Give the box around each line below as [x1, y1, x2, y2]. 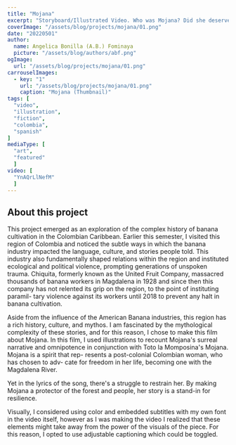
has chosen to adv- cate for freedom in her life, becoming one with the [7, 358, 212, 366]
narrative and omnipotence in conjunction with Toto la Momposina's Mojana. [7, 343, 229, 352]
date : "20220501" [7, 30, 58, 37]
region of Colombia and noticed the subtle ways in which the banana [7, 240, 206, 248]
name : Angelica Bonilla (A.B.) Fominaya [13, 43, 133, 50]
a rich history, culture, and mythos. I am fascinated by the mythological [7, 321, 213, 329]
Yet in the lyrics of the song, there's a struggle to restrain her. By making [7, 379, 217, 387]
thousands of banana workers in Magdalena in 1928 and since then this [7, 277, 214, 285]
